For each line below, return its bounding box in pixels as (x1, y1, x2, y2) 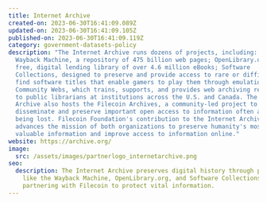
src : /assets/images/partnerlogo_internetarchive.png (15, 152, 197, 160)
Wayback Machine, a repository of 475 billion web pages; (15, 56, 212, 64)
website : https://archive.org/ (8, 137, 112, 146)
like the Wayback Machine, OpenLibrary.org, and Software (22, 174, 219, 183)
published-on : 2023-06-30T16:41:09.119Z (8, 33, 145, 42)
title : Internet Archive (8, 11, 91, 20)
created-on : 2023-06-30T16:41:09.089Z (8, 19, 137, 27)
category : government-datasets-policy (8, 41, 137, 49)
